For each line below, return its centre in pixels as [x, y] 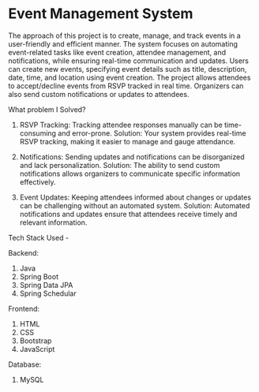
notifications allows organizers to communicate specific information [130, 174]
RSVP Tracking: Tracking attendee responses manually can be [121, 125]
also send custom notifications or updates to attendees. [99, 94]
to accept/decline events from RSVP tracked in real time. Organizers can [126, 86]
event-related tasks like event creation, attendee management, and [117, 52]
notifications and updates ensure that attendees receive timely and [128, 214]
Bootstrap [36, 341]
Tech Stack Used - [39, 237]
